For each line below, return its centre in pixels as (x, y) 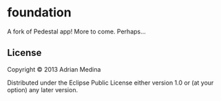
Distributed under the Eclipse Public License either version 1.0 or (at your (110, 83)
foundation (39, 13)
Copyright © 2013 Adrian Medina (54, 69)
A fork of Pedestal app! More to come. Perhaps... (76, 31)
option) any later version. (42, 89)
